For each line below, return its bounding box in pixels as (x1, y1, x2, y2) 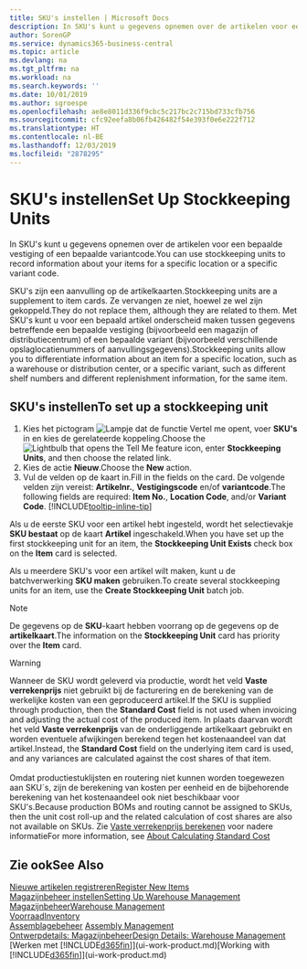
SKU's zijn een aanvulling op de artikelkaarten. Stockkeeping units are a (9, 285, 278, 296)
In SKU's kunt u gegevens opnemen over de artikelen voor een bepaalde (9, 239, 283, 250)
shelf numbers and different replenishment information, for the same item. (9, 372, 288, 384)
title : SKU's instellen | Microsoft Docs (9, 13, 170, 23)
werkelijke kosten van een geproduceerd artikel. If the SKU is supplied (9, 695, 271, 706)
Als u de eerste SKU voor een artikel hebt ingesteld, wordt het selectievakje (9, 518, 294, 530)
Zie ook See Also (9, 857, 104, 873)
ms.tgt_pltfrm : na (9, 65, 79, 74)
